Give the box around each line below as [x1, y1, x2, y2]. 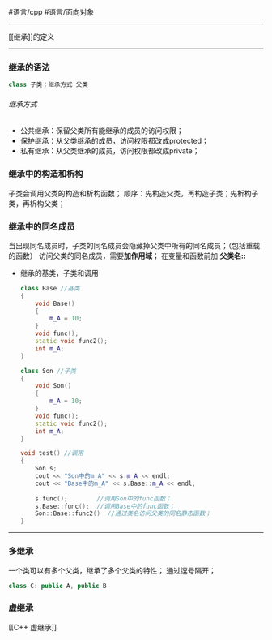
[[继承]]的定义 [8, 32, 55, 41]
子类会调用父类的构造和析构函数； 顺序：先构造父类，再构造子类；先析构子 [8, 188, 259, 198]
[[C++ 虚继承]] [8, 622, 57, 632]
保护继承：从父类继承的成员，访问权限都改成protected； [19, 136, 209, 146]
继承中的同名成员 [8, 221, 75, 232]
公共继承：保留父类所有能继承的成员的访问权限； [19, 126, 184, 135]
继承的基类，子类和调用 [19, 268, 99, 277]
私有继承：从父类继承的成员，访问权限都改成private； [19, 146, 200, 156]
